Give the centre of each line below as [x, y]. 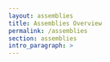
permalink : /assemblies [48, 31]
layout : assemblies [41, 16]
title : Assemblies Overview [55, 23]
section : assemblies [43, 38]
